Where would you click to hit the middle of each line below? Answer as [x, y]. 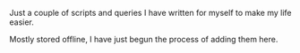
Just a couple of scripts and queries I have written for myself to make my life [150, 13]
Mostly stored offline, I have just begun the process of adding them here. [144, 39]
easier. [21, 22]
